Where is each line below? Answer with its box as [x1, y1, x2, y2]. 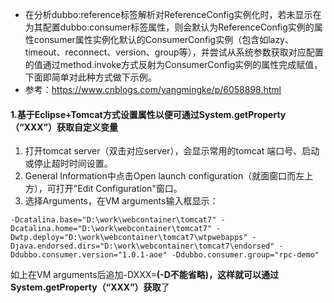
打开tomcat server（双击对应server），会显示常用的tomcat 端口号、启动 [24, 145, 320, 157]
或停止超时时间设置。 [24, 158, 113, 170]
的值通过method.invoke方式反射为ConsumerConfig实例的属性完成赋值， [24, 59, 323, 70]
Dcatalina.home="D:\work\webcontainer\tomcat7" [10, 224, 213, 234]
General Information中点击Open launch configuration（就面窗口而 [24, 170, 297, 182]
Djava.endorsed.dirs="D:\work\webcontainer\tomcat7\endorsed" [10, 241, 275, 252]
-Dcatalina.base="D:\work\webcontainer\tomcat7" [10, 215, 217, 225]
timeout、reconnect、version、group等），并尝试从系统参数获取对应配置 [24, 46, 324, 58]
